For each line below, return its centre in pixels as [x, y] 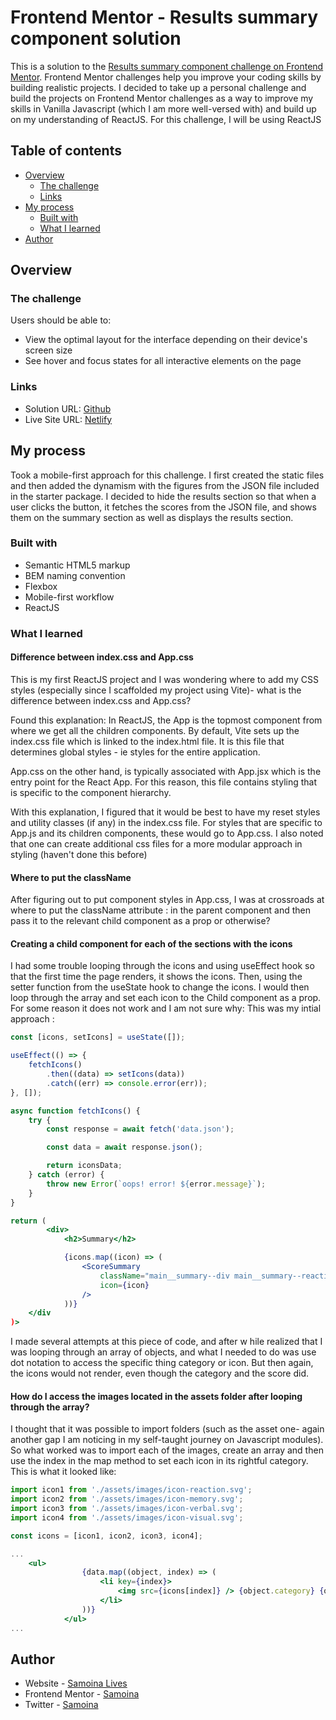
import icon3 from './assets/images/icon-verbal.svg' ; [127, 1509]
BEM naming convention [75, 575]
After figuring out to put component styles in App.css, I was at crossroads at [167, 900]
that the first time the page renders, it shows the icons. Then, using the [156, 977]
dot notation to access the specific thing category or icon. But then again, [162, 1363]
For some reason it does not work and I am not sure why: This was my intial [166, 1008]
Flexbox [41, 586]
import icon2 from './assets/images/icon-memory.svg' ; [127, 1499]
